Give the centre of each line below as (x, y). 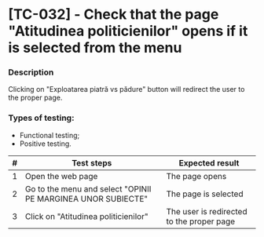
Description (31, 72)
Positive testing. (46, 144)
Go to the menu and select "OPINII (88, 188)
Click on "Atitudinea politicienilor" (86, 216)
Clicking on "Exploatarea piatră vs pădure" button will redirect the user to (126, 89)
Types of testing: (41, 118)
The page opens (196, 176)
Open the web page (61, 176)
